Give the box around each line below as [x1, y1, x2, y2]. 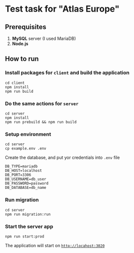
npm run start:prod [5, 234, 45, 239]
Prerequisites [5, 23, 46, 31]
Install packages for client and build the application [5, 69, 130, 76]
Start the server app [5, 223, 53, 230]
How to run [5, 55, 39, 63]
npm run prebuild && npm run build [5, 119, 77, 124]
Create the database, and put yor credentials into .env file [5, 154, 120, 161]
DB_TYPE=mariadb [5, 164, 38, 169]
